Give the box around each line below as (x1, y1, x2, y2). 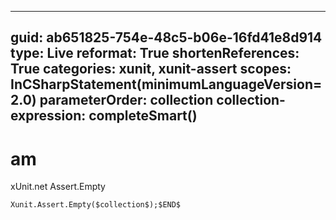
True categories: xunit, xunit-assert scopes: (10, 61, 292, 78)
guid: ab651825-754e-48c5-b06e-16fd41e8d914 (10, 29, 323, 46)
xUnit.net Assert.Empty (10, 181, 106, 193)
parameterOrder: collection (39, 92, 214, 109)
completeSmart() (88, 107, 198, 125)
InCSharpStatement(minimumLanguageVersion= (10, 76, 323, 93)
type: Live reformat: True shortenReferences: (10, 45, 300, 62)
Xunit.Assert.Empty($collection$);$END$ (10, 200, 182, 210)
